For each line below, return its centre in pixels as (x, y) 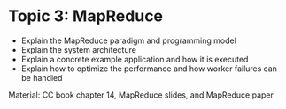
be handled (42, 77)
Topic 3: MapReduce (86, 16)
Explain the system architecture (78, 49)
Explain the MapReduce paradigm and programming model (128, 40)
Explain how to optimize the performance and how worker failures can (149, 69)
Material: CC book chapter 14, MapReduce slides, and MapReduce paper (141, 95)
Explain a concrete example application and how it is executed (135, 59)
